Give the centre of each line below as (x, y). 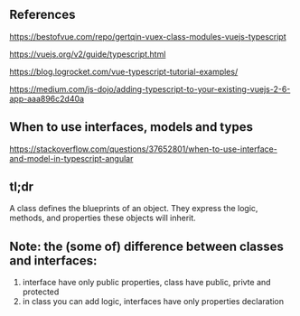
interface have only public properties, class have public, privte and (146, 283)
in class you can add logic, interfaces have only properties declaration (153, 302)
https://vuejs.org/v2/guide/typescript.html (88, 54)
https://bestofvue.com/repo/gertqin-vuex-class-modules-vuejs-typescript (148, 36)
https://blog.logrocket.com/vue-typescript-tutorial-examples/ (124, 71)
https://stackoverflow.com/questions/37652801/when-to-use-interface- (143, 149)
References (42, 15)
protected (41, 292)
